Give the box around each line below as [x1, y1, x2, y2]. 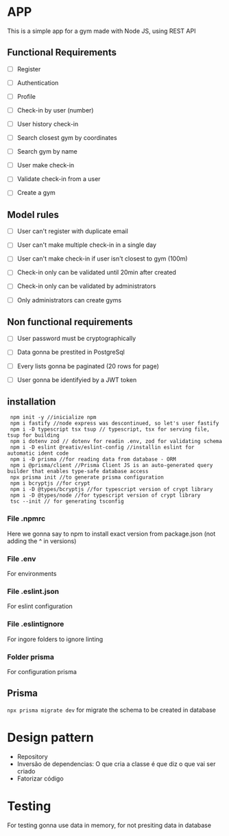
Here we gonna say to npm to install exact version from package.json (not [7, 529, 216, 538]
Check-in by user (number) [16, 106, 94, 114]
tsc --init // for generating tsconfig [10, 498, 125, 505]
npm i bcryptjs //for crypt [10, 480, 91, 487]
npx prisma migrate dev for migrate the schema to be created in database [7, 706, 216, 714]
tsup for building [7, 432, 60, 439]
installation [7, 396, 56, 408]
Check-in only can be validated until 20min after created [16, 268, 177, 276]
